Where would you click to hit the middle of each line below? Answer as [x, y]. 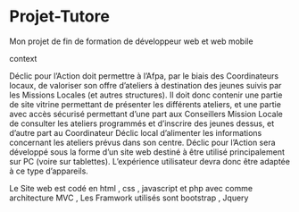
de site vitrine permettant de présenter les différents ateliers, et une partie [145, 104]
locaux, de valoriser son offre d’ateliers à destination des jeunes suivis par [145, 85]
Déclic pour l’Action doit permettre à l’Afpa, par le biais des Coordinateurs [144, 76]
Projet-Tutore [59, 17]
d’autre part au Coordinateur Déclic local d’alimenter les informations [136, 132]
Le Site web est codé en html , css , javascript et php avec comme [131, 188]
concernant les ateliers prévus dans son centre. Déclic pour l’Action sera [142, 142]
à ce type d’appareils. [49, 171]
